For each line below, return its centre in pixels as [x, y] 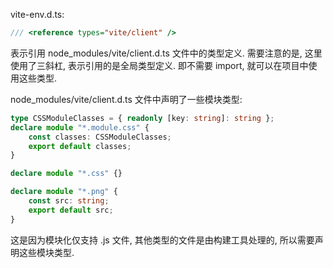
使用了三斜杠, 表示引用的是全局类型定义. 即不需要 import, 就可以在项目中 [159, 65]
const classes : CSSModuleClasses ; [100, 137]
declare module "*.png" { [64, 192]
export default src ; [71, 210]
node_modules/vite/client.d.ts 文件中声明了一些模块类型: [126, 99]
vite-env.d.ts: [37, 14]
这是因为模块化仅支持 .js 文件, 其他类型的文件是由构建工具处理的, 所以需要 [162, 240]
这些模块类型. [46, 252]
